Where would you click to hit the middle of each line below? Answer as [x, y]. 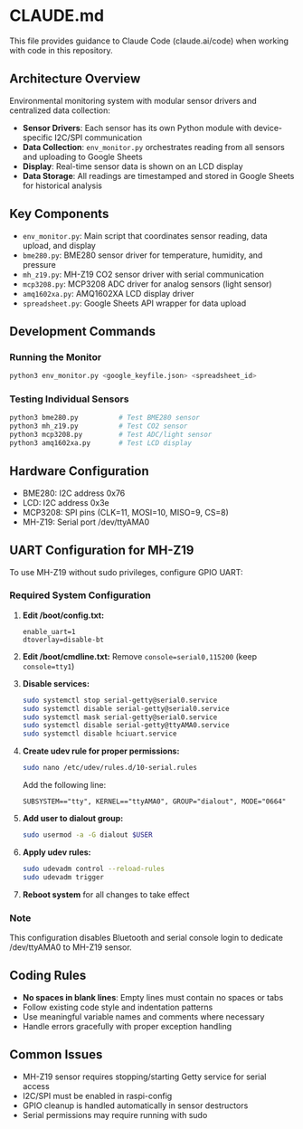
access [36, 1086]
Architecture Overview [75, 79]
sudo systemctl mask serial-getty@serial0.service [120, 717]
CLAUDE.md [57, 16]
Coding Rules [48, 976]
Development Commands [83, 331]
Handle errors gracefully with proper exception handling [127, 1026]
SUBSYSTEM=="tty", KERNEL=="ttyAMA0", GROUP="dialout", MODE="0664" [154, 802]
